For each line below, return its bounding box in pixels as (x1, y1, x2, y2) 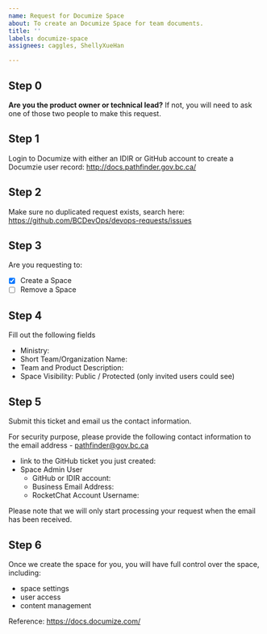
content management (19, 600, 92, 610)
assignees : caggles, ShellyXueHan (8, 42, 125, 50)
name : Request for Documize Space (8, 11, 125, 20)
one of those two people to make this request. (8, 108, 161, 118)
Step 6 (8, 538, 42, 552)
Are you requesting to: (8, 260, 83, 270)
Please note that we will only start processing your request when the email (8, 506, 256, 516)
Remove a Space (19, 285, 77, 294)
